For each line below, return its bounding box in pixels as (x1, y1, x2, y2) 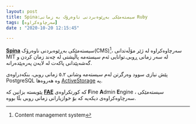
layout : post (6, 8, 38, 15)
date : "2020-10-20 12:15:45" (6, 25, 80, 31)
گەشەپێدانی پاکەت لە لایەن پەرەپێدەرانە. (6, 59, 92, 66)
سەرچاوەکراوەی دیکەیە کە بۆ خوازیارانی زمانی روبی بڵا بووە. (6, 94, 136, 101)
